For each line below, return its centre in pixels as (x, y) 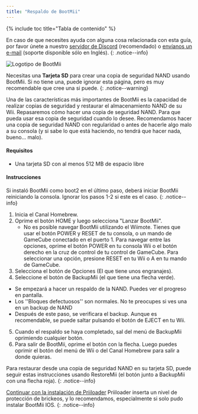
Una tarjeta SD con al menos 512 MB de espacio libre (79, 164)
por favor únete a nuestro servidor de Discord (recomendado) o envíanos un (99, 46)
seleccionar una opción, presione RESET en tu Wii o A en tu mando (105, 258)
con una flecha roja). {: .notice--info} (51, 381)
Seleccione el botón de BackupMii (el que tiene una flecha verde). (95, 277)
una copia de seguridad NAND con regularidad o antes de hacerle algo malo (99, 124)
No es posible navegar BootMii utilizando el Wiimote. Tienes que (102, 227)
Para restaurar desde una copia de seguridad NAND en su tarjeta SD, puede (99, 368)
